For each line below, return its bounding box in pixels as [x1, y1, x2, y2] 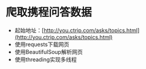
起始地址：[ [14, 27, 44, 34]
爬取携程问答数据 [6, 5, 93, 19]
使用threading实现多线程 [14, 56, 77, 63]
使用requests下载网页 [14, 41, 70, 48]
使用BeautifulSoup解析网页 [14, 48, 83, 55]
